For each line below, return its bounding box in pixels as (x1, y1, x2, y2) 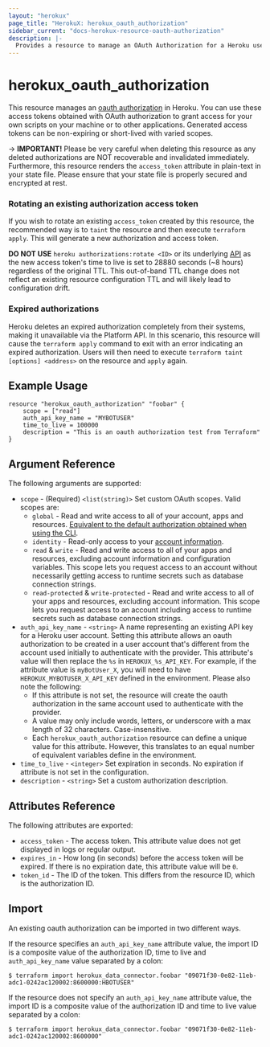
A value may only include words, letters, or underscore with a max (31, 716, 252, 726)
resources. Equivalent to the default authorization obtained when (31, 520, 247, 530)
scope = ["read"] (22, 407, 81, 415)
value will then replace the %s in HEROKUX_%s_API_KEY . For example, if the (19, 656, 257, 666)
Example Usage (8, 379, 88, 393)
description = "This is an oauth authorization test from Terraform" (22, 428, 261, 436)
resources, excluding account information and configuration (31, 554, 231, 563)
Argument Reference (8, 457, 116, 471)
